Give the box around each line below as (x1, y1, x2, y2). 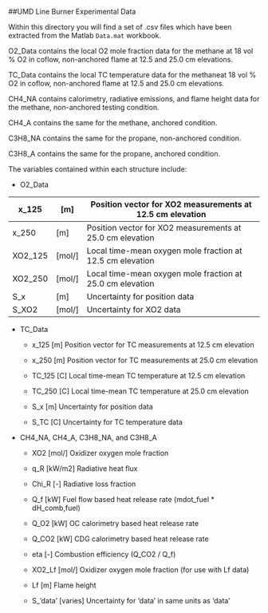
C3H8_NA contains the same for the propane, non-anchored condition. (8, 133, 242, 143)
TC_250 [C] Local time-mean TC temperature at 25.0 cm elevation (31, 386, 250, 396)
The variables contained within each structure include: (8, 164, 187, 174)
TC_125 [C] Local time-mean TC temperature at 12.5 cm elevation (31, 371, 246, 380)
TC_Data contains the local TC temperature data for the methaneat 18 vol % (8, 70, 257, 79)
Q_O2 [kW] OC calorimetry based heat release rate (31, 519, 199, 528)
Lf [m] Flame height (31, 580, 97, 590)
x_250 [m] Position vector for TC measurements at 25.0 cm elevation (31, 355, 258, 365)
